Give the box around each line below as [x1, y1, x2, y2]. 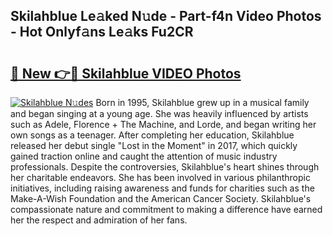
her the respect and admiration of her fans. [10, 214, 188, 226]
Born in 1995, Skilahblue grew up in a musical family [95, 97, 310, 108]
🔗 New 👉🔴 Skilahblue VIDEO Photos [10, 65, 242, 82]
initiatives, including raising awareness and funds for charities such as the [10, 182, 315, 194]
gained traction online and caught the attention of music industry [10, 150, 278, 162]
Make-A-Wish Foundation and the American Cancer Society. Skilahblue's [10, 193, 312, 204]
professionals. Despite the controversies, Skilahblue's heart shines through [10, 161, 320, 173]
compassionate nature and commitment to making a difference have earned [10, 204, 323, 215]
